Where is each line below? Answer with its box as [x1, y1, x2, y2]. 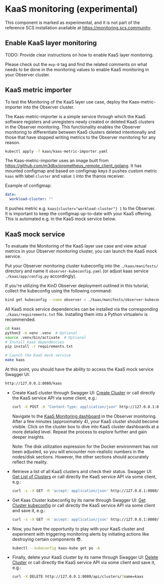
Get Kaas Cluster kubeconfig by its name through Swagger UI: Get [12, 497, 146, 503]
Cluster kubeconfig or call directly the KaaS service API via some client [12, 502, 155, 508]
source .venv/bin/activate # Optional [5, 335, 86, 340]
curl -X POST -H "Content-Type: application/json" [12, 404, 118, 409]
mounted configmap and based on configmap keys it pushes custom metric [5, 168, 157, 174]
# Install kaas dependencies [5, 339, 64, 345]
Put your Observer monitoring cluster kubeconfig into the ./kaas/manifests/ [5, 263, 159, 269]
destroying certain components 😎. [12, 536, 82, 542]
